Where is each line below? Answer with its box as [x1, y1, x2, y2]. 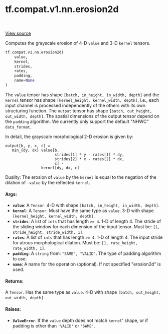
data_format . [5, 123, 32, 129]
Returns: [5, 278, 24, 284]
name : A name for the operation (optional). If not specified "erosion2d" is [12, 261, 161, 268]
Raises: [5, 306, 21, 312]
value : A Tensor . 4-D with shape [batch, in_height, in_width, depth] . [12, 203, 160, 209]
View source [5, 30, 31, 36]
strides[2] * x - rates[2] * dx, [54, 156, 124, 162]
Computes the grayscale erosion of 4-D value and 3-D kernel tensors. [5, 40, 150, 46]
